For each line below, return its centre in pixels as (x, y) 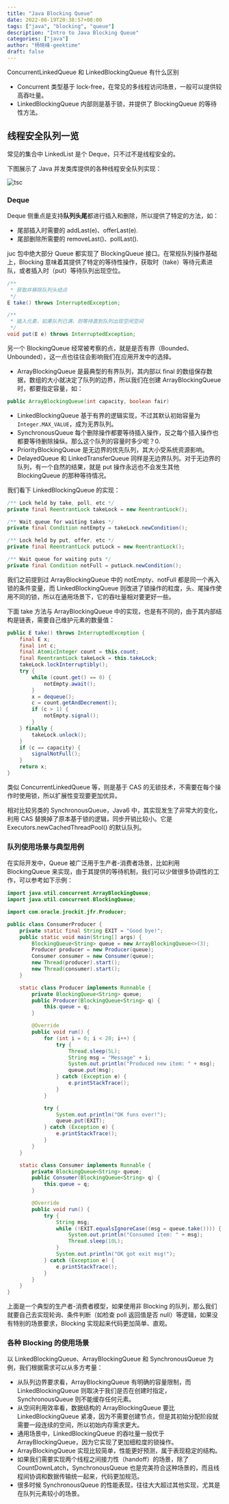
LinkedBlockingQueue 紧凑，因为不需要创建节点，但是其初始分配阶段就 (118, 1416)
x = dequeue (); (53, 697)
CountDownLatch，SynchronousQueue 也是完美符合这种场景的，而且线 (118, 1468)
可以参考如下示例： (46, 880)
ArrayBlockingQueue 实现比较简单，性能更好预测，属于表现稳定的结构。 (119, 1451)
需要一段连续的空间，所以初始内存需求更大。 (80, 1425)
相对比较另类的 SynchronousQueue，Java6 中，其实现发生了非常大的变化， (114, 810)
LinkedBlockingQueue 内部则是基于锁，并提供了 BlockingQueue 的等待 (117, 104)
